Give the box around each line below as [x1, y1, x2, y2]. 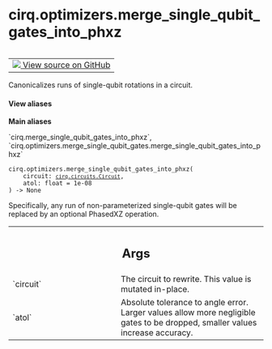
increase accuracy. [121, 326, 193, 338]
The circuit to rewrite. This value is [121, 273, 252, 284]
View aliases [8, 99, 53, 109]
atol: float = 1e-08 [23, 180, 92, 188]
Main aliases [8, 117, 52, 126]
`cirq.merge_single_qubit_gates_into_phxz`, [8, 132, 152, 143]
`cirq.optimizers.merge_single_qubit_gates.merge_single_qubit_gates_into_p [8, 141, 261, 151]
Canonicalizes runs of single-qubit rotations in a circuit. [8, 79, 193, 90]
